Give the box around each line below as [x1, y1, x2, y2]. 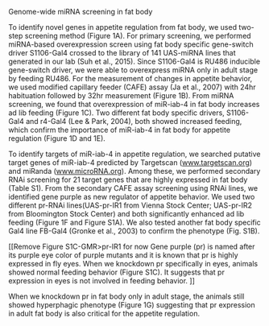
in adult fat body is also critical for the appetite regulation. [8, 309, 200, 318]
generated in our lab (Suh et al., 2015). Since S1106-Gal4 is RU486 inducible [8, 56, 260, 66]
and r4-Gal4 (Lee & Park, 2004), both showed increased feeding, [25, 117, 242, 126]
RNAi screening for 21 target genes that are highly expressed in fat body [8, 175, 248, 184]
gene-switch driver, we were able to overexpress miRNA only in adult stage [8, 65, 259, 75]
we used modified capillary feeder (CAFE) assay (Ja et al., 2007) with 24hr [8, 82, 256, 92]
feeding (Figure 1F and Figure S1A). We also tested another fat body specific [8, 217, 262, 227]
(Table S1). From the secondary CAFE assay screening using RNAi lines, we [8, 184, 259, 192]
